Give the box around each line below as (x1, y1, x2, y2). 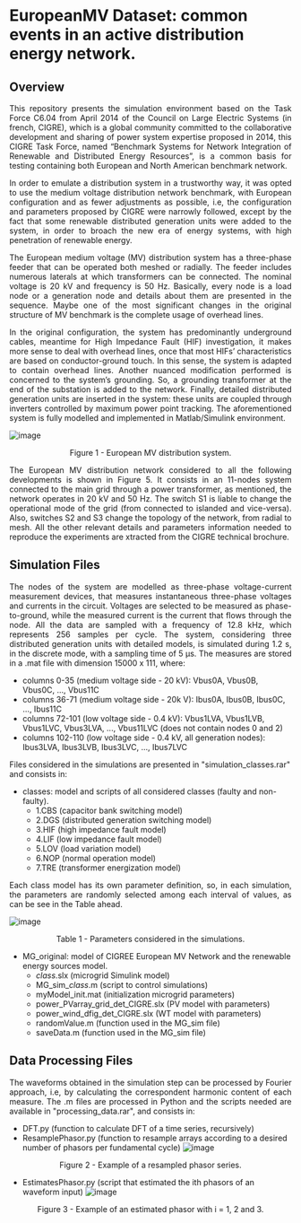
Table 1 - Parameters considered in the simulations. (56, 933, 245, 944)
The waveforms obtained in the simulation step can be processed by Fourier (9, 1077, 292, 1088)
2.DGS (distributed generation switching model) (35, 814, 212, 826)
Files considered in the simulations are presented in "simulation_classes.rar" (9, 759, 291, 770)
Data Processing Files (9, 1053, 133, 1069)
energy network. (9, 44, 136, 64)
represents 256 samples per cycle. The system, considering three (9, 629, 292, 640)
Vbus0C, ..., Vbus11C (21, 684, 100, 695)
